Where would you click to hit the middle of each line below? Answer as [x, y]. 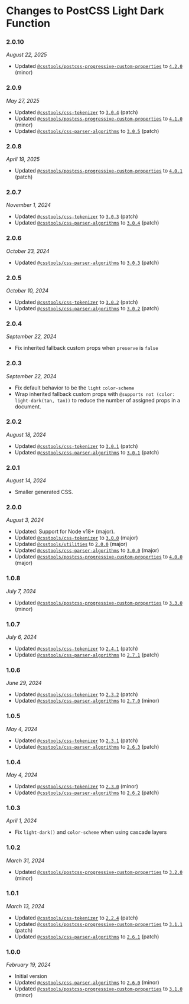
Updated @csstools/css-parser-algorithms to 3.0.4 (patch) [87, 223]
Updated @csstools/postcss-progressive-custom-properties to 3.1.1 [99, 924]
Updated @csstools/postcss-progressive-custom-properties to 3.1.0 [99, 989]
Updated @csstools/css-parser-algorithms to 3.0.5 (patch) [87, 131]
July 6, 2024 [22, 637]
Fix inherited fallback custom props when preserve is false [86, 348]
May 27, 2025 [23, 100]
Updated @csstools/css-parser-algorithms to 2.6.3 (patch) [87, 746]
